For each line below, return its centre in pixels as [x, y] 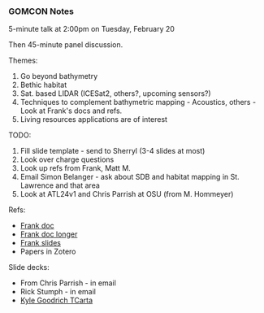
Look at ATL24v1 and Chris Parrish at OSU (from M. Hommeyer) [127, 194]
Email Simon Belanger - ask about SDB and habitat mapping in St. [130, 177]
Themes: [23, 61]
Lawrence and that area [60, 185]
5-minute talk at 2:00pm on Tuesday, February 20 [91, 29]
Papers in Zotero [48, 252]
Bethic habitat [43, 85]
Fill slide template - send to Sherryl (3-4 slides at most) [113, 151]
